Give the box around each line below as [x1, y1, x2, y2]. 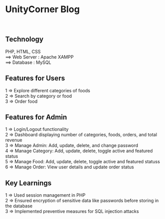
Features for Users [5, 74, 65, 83]
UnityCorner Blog [5, 4, 80, 15]
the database [5, 203, 33, 209]
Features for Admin [5, 113, 67, 121]
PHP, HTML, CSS [5, 48, 41, 54]
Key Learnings [5, 178, 52, 187]
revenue [5, 137, 23, 143]
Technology [5, 35, 44, 44]
